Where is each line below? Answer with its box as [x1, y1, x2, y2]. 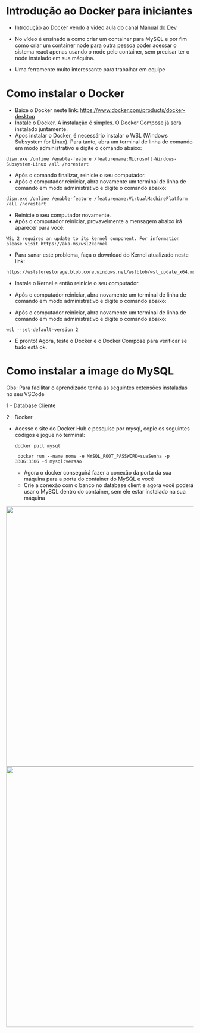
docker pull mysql [14, 442, 61, 449]
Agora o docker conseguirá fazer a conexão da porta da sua [23, 469, 171, 476]
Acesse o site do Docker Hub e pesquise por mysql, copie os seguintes [14, 425, 190, 432]
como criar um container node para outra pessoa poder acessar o [14, 42, 177, 49]
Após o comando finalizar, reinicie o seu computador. [14, 171, 146, 179]
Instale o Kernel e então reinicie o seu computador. [14, 279, 140, 286]
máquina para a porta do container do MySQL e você [23, 475, 154, 482]
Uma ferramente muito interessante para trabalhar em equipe [14, 65, 165, 73]
